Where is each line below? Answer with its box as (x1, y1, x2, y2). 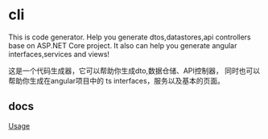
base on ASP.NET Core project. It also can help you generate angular (8, 40, 237, 50)
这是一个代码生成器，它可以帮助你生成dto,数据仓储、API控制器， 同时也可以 (8, 66, 260, 76)
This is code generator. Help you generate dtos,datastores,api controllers (8, 32, 251, 42)
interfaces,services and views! (8, 49, 110, 59)
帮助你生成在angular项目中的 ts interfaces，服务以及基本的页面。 (8, 76, 225, 85)
